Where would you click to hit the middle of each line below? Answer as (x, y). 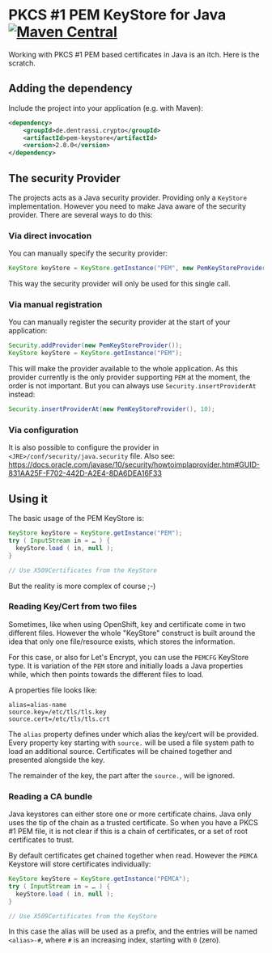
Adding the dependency (70, 89)
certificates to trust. (41, 840)
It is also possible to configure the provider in (84, 447)
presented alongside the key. (57, 760)
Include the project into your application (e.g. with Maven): (106, 108)
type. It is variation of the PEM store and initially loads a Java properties (126, 666)
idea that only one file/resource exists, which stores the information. (122, 642)
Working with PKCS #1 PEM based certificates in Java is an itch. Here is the (134, 54)
